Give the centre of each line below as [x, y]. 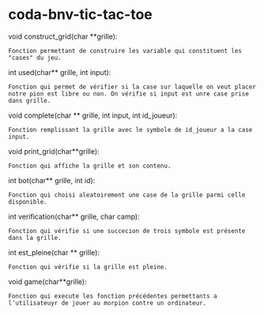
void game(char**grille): [47, 281]
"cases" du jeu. [35, 58]
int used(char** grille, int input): [60, 72]
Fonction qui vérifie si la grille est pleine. [88, 267]
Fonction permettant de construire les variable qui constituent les [125, 51]
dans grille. [30, 100]
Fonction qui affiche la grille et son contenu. [90, 166]
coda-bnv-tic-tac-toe [80, 15]
